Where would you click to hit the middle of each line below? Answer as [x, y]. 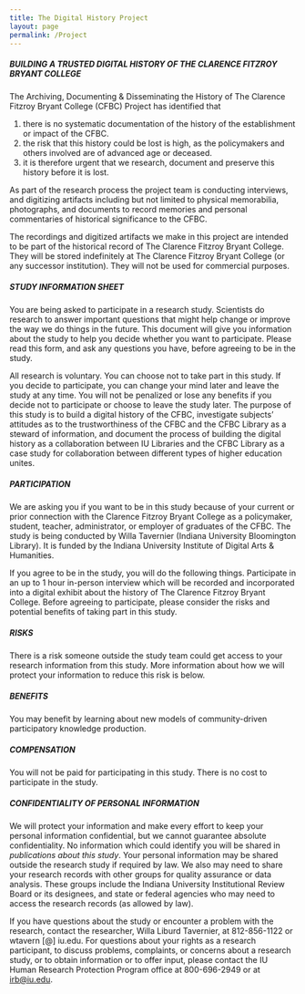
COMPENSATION [42, 750]
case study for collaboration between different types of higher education [146, 453]
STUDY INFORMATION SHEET [67, 286]
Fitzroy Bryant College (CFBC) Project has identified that [115, 107]
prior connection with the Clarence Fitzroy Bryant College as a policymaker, [151, 517]
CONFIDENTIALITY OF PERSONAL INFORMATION [105, 802]
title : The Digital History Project [79, 18]
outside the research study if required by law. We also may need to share [147, 865]
